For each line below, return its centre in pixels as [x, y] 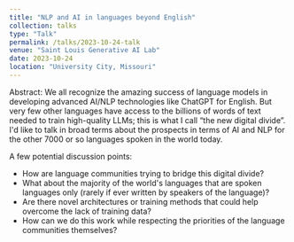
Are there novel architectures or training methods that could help [140, 201]
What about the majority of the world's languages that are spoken [142, 183]
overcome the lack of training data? [87, 211]
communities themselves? [70, 230]
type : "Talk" [33, 34]
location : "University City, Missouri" [83, 67]
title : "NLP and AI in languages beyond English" [103, 17]
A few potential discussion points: [71, 156]
